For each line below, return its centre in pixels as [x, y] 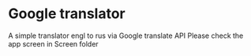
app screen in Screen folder [53, 43]
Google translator [67, 14]
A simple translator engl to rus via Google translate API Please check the [126, 35]
